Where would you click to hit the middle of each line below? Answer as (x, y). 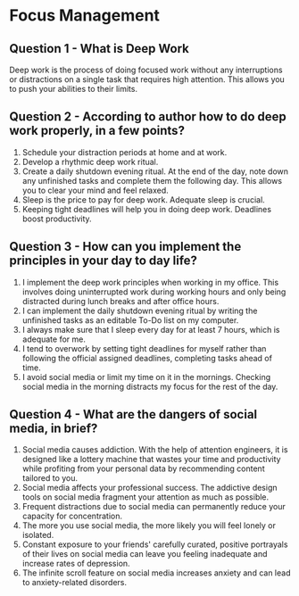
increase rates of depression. (76, 564)
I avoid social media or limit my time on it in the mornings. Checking (146, 377)
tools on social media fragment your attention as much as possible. (145, 497)
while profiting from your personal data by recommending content (143, 468)
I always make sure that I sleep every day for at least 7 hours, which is (151, 329)
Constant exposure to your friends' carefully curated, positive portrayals (155, 544)
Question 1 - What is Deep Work (100, 49)
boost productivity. (57, 219)
